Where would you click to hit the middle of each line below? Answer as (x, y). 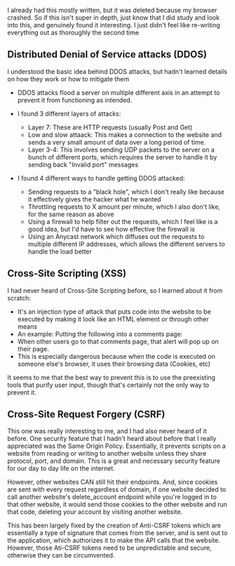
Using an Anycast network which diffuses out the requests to (116, 236)
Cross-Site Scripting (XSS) (67, 274)
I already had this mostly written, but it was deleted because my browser (112, 10)
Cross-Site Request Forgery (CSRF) (86, 415)
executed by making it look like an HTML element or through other (113, 319)
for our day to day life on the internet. (61, 468)
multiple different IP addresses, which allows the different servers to (127, 244)
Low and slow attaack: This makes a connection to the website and (125, 134)
